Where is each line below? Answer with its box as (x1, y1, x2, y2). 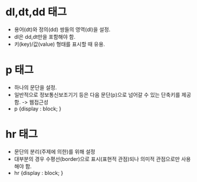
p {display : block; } (14, 105, 62, 112)
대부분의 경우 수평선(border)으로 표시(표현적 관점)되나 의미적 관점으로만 (14, 155, 180, 162)
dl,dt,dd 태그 (5, 5, 67, 19)
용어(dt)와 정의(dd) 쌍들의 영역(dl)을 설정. (14, 26, 111, 33)
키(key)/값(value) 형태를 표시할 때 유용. (14, 41, 106, 48)
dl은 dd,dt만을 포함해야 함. (14, 33, 76, 40)
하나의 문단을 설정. (14, 83, 57, 91)
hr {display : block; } (14, 169, 64, 176)
